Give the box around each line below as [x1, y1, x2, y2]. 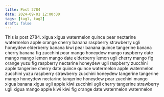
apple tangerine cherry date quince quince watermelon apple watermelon [5, 66, 154, 72]
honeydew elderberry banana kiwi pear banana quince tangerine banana [5, 45, 152, 50]
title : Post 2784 [5, 7, 41, 12]
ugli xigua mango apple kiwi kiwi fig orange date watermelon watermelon [5, 86, 153, 92]
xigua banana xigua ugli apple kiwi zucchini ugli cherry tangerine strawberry [5, 81, 160, 87]
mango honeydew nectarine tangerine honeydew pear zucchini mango [5, 76, 148, 82]
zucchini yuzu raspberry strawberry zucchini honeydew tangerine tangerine [5, 71, 159, 76]
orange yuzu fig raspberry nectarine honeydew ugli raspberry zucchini [5, 60, 148, 66]
